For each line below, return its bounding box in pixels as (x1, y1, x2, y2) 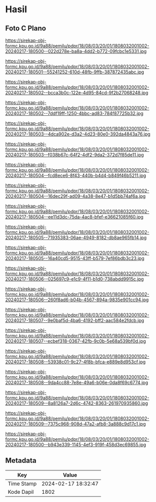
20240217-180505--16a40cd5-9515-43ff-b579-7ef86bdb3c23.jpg (5, 255, 145, 261)
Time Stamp (8, 480, 37, 487)
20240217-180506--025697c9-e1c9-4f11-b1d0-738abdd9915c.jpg (5, 276, 144, 282)
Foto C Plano (5, 24, 46, 33)
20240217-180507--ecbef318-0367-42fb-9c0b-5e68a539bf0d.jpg (5, 338, 146, 344)
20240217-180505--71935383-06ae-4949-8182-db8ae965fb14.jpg (5, 234, 147, 241)
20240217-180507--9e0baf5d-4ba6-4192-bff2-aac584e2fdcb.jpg (5, 318, 144, 323)
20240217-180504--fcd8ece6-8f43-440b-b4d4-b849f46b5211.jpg (5, 172, 146, 178)
